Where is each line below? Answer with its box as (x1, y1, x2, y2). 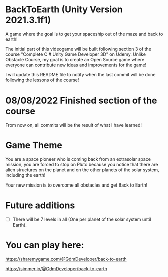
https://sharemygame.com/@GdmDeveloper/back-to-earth (5, 256, 127, 262)
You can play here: (5, 240, 84, 251)
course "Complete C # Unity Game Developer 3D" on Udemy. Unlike (5, 51, 146, 57)
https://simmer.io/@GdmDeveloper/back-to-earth (5, 265, 108, 272)
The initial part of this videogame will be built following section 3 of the (5, 46, 152, 52)
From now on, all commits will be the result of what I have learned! (5, 122, 142, 128)
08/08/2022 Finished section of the (5, 95, 157, 106)
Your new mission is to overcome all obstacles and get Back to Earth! (5, 182, 148, 188)
